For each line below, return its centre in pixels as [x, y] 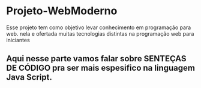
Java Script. [29, 78]
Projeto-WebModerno [62, 11]
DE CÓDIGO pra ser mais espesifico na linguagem [100, 68]
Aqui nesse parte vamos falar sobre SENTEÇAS [96, 59]
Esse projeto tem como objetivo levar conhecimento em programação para [99, 27]
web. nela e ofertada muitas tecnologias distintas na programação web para [100, 33]
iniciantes [18, 40]
